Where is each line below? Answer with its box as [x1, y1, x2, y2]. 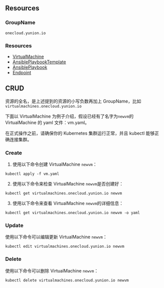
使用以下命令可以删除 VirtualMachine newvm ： [5, 267, 99, 273]
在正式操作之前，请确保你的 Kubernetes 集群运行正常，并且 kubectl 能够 [5, 130, 155, 136]
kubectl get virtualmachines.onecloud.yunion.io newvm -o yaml [5, 211, 140, 216]
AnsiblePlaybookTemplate [12, 59, 66, 65]
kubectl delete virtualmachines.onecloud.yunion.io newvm [5, 277, 129, 283]
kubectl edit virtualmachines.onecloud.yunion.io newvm [5, 244, 124, 249]
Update [5, 222, 24, 229]
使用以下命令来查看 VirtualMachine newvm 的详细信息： [12, 201, 124, 207]
